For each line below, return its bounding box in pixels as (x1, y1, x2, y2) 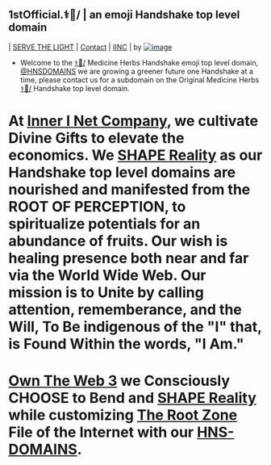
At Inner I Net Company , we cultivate (8, 112, 259, 130)
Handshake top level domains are (8, 163, 236, 182)
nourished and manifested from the (8, 181, 251, 199)
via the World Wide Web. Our (8, 266, 206, 284)
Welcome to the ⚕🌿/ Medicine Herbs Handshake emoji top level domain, (19, 57, 259, 67)
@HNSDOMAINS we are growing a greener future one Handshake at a (19, 66, 254, 76)
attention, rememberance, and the (8, 300, 242, 319)
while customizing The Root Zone (8, 406, 238, 425)
